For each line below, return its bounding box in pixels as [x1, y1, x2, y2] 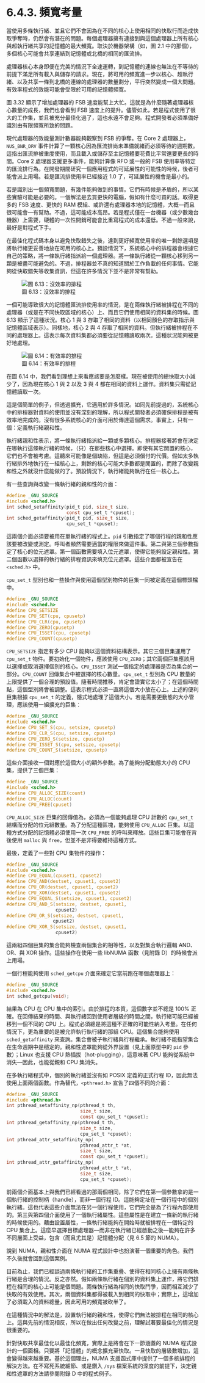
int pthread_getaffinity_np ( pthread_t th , [6, 1120, 116, 1126]
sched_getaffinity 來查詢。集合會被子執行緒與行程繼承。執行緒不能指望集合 [6, 1036, 199, 1043]
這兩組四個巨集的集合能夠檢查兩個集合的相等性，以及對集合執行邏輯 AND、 [6, 942, 196, 949]
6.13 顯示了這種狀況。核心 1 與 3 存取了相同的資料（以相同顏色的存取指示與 [6, 316, 195, 324]
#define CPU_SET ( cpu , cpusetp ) [6, 613, 86, 619]
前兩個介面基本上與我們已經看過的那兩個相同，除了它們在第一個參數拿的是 [6, 1188, 193, 1196]
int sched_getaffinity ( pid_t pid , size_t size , [6, 515, 130, 521]
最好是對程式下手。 [6, 223, 55, 231]
